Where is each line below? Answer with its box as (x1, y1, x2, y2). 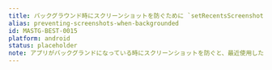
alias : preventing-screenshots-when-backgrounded (8, 19, 180, 27)
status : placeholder (8, 42, 79, 50)
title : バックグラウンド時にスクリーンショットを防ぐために (8, 11, 185, 20)
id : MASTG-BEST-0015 (8, 27, 79, 35)
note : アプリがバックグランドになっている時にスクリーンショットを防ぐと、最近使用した (8, 49, 265, 57)
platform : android (8, 34, 70, 43)
